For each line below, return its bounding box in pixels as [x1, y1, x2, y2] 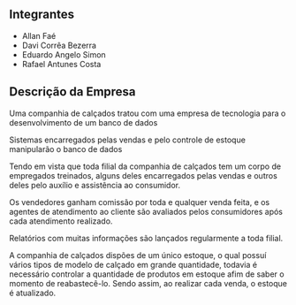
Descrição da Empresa [9, 84, 136, 100]
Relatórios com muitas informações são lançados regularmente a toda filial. [9, 233, 284, 243]
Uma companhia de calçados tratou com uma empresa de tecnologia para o [9, 108, 286, 118]
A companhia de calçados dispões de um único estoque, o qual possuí [9, 249, 267, 260]
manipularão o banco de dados [9, 143, 123, 154]
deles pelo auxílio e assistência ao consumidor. [9, 179, 181, 190]
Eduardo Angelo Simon [21, 49, 106, 60]
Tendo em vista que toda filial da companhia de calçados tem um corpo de [9, 161, 281, 172]
